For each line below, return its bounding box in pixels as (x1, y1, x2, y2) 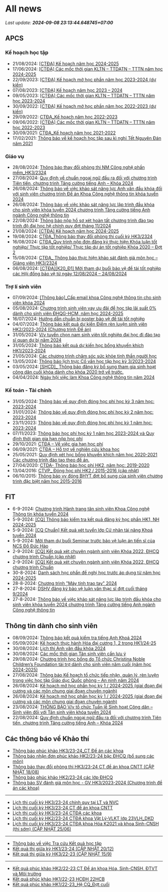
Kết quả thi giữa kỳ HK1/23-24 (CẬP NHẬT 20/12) (12, 845, 114, 851)
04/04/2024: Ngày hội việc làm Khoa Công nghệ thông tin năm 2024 (12, 374, 155, 381)
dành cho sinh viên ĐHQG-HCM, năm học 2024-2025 (12, 311, 123, 317)
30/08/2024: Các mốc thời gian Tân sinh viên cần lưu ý (12, 651, 126, 657)
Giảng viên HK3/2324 (12, 260, 57, 266)
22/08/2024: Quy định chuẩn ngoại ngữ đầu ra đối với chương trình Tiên (12, 715, 161, 721)
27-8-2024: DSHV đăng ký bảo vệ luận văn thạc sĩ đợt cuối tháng (12, 585, 147, 591)
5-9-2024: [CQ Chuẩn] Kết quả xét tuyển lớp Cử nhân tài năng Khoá (12, 527, 153, 533)
